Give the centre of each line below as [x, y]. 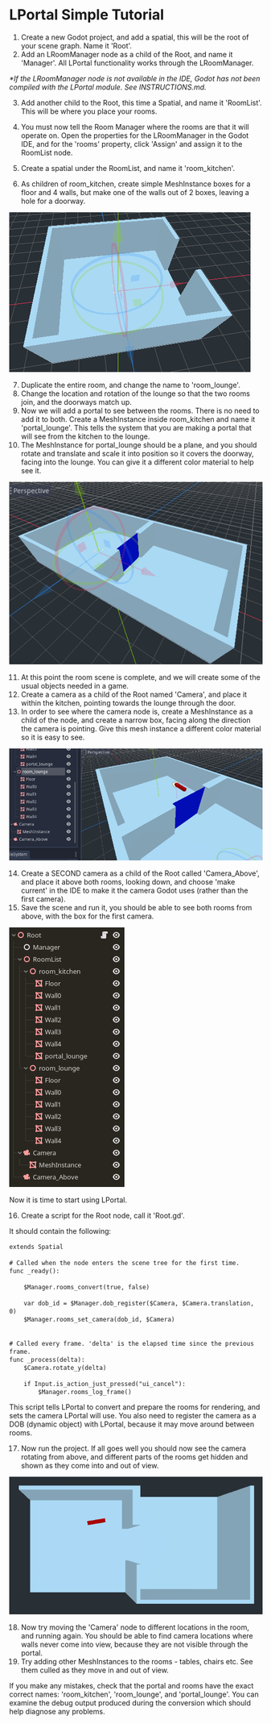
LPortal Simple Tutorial [86, 15]
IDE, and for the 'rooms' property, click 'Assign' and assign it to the [131, 144]
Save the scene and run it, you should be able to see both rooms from [136, 907]
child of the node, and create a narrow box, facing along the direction [136, 720]
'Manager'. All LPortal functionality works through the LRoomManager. [137, 63]
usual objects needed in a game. [75, 686]
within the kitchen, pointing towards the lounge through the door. [128, 703]
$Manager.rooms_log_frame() [85, 1392]
